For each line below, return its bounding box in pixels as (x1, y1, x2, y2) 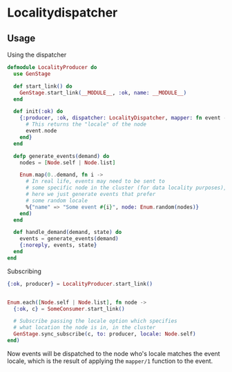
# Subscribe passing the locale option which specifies (13, 317, 177, 325)
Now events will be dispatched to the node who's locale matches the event (7, 349, 220, 358)
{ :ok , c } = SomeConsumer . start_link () (13, 305, 126, 312)
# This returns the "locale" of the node (25, 121, 147, 128)
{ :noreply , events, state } (19, 242, 97, 249)
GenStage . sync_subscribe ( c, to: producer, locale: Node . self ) (13, 331, 196, 337)
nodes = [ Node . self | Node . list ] (19, 159, 116, 166)
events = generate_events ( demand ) (19, 235, 119, 242)
